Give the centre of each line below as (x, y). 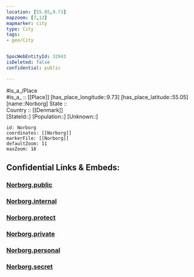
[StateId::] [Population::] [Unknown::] (52, 116)
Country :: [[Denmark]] (35, 110)
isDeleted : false (28, 62)
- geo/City (20, 40)
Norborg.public (29, 184)
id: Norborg (21, 128)
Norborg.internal (32, 201)
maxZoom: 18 (21, 149)
